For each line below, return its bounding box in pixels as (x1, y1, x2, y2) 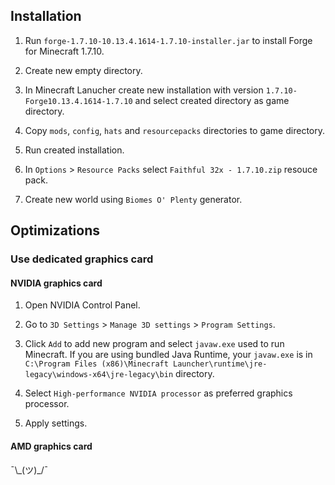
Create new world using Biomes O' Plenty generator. (24, 193, 243, 205)
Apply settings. (24, 417, 88, 429)
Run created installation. (24, 144, 125, 156)
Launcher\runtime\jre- (173, 359, 268, 369)
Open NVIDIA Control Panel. (24, 299, 141, 311)
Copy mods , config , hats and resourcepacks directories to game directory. (24, 124, 325, 136)
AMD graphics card (10, 440, 93, 452)
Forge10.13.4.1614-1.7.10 (24, 96, 133, 106)
